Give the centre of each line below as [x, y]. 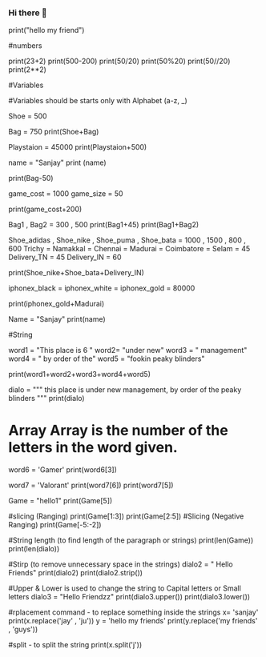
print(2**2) [27, 70]
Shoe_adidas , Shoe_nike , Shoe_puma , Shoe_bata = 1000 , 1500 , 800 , [127, 240]
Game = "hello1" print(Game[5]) [60, 501]
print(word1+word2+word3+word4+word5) [79, 375]
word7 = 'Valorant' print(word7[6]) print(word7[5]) [91, 485]
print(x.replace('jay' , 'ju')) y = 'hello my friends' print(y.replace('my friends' [133, 621]
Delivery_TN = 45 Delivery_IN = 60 [65, 257]
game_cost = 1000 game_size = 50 [66, 194]
